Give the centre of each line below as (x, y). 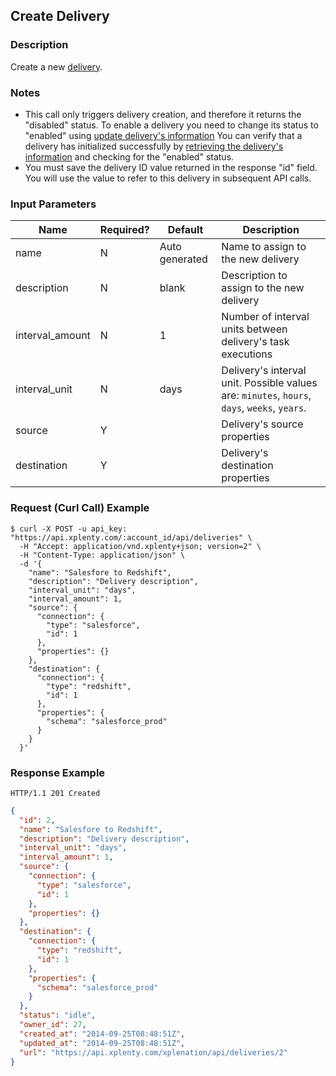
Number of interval (265, 317)
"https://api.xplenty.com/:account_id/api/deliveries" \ (131, 537)
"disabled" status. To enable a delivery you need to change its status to (171, 125)
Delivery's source (262, 424)
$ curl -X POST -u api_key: (69, 529)
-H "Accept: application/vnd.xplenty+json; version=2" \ (140, 546)
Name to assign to (264, 247)
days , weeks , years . (264, 408)
